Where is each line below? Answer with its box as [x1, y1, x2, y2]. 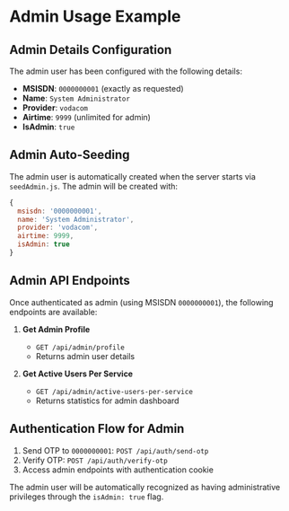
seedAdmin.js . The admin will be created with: [9, 181, 178, 191]
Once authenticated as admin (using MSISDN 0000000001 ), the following [9, 296, 274, 307]
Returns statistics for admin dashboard [35, 395, 180, 406]
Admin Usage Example [9, 6, 181, 27]
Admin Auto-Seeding [9, 147, 130, 163]
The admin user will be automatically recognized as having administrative [9, 481, 281, 492]
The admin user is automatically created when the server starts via [9, 171, 256, 181]
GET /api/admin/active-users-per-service [35, 387, 193, 396]
